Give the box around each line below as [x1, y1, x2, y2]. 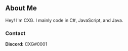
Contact [5, 29, 26, 36]
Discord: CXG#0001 [5, 41, 48, 47]
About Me [5, 4, 37, 12]
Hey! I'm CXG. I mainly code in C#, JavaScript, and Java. [5, 17, 123, 23]
